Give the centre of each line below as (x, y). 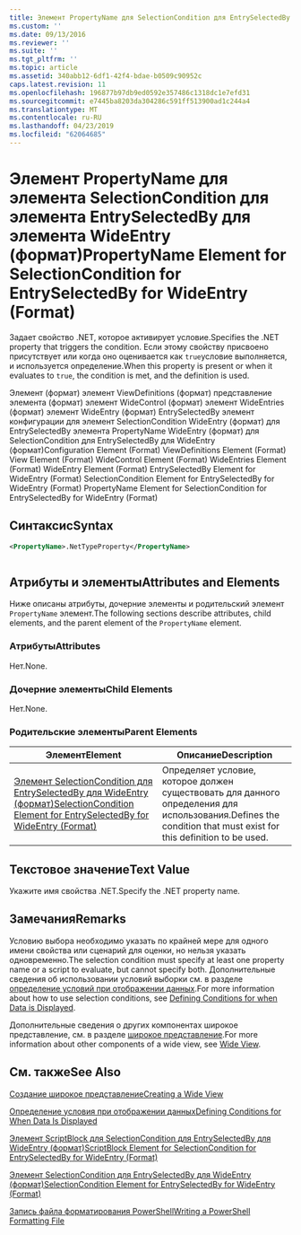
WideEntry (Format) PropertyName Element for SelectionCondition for (138, 488)
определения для (200, 804)
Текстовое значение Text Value (99, 869)
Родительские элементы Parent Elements (103, 731)
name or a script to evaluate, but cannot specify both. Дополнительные (142, 969)
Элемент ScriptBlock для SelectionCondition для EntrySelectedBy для (140, 1138)
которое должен (198, 782)
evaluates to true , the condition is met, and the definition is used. (129, 375)
